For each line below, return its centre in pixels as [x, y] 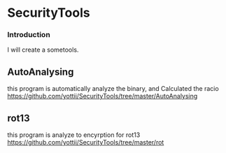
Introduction [29, 35]
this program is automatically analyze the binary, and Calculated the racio [113, 89]
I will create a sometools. [43, 50]
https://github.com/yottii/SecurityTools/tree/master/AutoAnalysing [103, 96]
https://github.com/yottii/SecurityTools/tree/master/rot [86, 143]
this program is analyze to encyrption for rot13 [74, 135]
